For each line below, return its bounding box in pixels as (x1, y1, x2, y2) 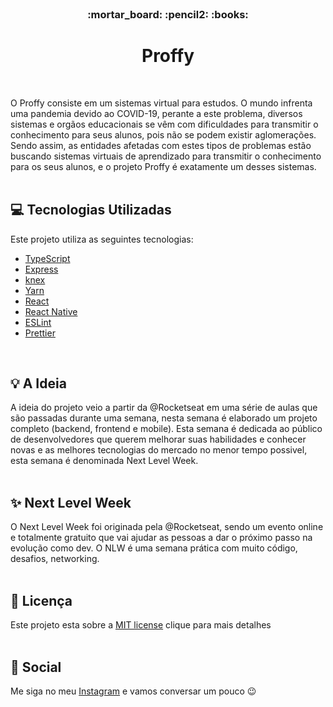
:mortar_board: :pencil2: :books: (87, 7, 249, 21)
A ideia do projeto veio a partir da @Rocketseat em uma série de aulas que (10, 402, 318, 414)
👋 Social (10, 658, 62, 676)
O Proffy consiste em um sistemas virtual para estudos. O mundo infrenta (10, 97, 313, 109)
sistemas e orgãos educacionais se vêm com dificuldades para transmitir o (10, 118, 319, 130)
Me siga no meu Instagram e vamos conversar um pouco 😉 (10, 685, 257, 697)
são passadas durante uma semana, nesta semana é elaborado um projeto (10, 412, 318, 424)
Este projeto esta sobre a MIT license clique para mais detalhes (10, 619, 272, 631)
